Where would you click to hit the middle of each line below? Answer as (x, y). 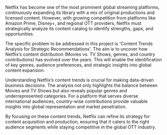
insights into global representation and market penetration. (66, 107)
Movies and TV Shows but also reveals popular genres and (66, 91)
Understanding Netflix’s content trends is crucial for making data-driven (80, 80)
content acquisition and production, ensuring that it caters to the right (77, 122)
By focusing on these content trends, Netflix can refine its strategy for (77, 116)
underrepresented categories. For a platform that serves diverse (72, 96)
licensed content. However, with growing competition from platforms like (80, 18)
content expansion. (25, 70)
